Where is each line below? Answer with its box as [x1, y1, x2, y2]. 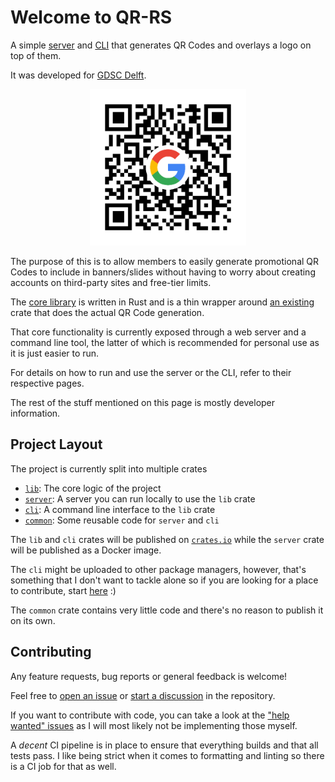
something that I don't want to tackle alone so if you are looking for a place [10, 574, 319, 586]
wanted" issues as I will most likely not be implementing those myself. [10, 719, 298, 731]
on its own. [10, 614, 56, 626]
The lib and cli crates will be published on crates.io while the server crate [10, 533, 325, 545]
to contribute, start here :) [10, 584, 117, 596]
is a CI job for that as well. [10, 760, 117, 772]
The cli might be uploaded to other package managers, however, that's [10, 563, 307, 575]
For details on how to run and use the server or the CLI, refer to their [10, 366, 292, 378]
